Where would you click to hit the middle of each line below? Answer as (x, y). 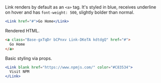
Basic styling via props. (29, 58)
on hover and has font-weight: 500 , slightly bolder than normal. (70, 12)
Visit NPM (19, 72)
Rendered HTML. (22, 30)
